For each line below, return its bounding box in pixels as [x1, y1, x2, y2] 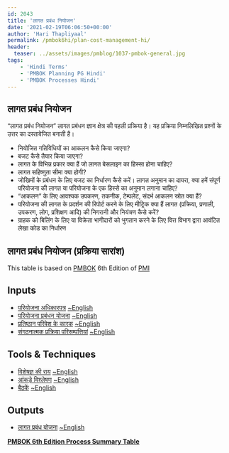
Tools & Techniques [7, 348, 96, 361]
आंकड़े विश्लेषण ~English [17, 375, 79, 384]
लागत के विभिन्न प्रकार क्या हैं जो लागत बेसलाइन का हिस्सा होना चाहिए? [17, 160, 173, 169]
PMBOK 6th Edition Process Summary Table [7, 437, 140, 446]
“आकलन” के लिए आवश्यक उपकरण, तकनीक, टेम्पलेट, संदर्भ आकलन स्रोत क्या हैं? [17, 192, 202, 201]
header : [7, 43, 30, 50]
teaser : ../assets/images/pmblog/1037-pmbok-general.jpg [13, 50, 186, 58]
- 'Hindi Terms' [20, 63, 69, 70]
